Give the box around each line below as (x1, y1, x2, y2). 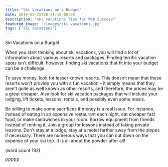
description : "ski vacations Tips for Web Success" (5, 16, 115, 21)
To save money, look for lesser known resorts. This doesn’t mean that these (5, 75, 162, 81)
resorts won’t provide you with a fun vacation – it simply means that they (5, 80, 155, 86)
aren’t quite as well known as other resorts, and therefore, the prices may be (5, 85, 163, 91)
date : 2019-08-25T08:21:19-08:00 (5, 12, 75, 17)
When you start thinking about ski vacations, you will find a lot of (5, 49, 139, 55)
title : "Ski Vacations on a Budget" (5, 7, 82, 12)
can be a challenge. (5, 65, 46, 71)
